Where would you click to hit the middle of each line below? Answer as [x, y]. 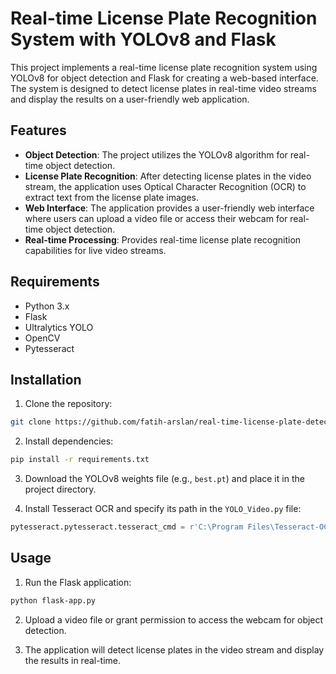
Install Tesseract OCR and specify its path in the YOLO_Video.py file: [163, 509]
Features [38, 130]
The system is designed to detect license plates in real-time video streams [163, 88]
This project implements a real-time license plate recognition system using [164, 67]
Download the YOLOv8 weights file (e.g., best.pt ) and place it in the [164, 479]
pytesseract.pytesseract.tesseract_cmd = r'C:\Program [127, 527]
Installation [46, 379]
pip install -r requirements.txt [80, 460]
